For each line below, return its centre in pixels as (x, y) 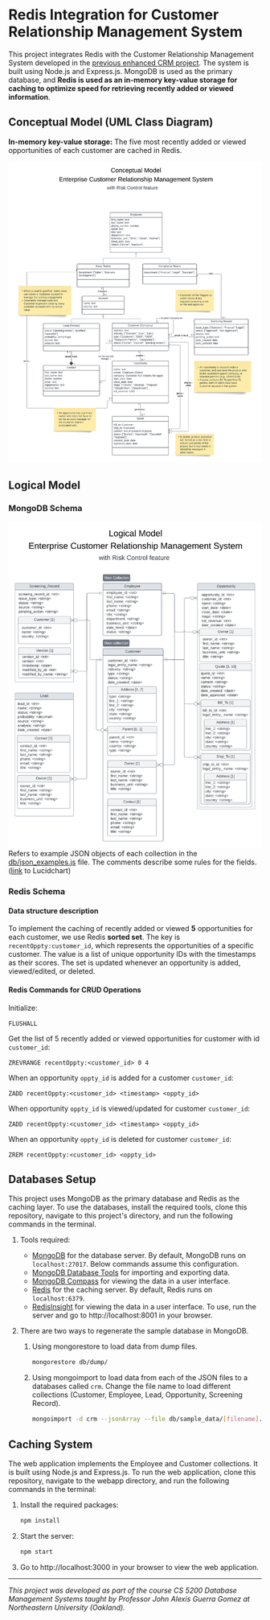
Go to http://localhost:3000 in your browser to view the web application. (139, 1567)
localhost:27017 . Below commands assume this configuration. (135, 1264)
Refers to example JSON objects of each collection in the (103, 854)
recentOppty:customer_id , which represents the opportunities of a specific (131, 946)
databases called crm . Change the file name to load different (131, 1387)
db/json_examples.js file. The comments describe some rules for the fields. (133, 862)
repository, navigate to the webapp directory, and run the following (119, 1481)
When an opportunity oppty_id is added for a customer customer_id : (121, 1078)
